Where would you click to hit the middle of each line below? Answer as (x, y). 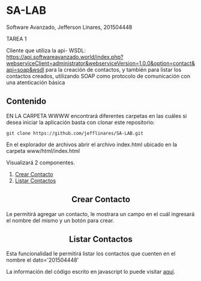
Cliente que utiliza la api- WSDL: (46, 50)
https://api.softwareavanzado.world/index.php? (65, 57)
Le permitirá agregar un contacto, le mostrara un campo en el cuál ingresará (100, 214)
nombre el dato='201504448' (43, 260)
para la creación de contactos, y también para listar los (113, 69)
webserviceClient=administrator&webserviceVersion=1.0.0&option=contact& (100, 63)
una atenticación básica (36, 82)
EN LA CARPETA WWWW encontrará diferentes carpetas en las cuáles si (97, 116)
